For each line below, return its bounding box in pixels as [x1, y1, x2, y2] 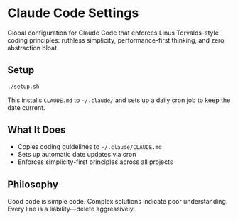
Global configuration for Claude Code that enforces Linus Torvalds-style [7, 28, 219, 37]
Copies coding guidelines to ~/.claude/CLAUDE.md [17, 143, 162, 151]
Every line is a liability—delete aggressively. [7, 204, 135, 214]
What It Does [7, 124, 66, 136]
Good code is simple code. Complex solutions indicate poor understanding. [7, 197, 228, 206]
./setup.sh [7, 83, 40, 90]
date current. [7, 103, 45, 111]
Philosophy [7, 178, 59, 190]
